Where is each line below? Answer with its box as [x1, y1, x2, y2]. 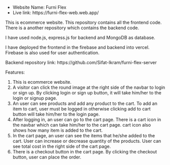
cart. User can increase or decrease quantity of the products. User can [12, 138, 161, 144]
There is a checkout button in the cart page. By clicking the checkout [12, 149, 157, 154]
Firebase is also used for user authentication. [5, 50, 100, 56]
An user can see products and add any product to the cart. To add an [12, 100, 157, 106]
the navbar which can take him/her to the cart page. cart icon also [12, 122, 151, 128]
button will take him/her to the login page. [12, 111, 100, 117]
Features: [5, 69, 25, 75]
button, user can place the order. [12, 154, 82, 160]
